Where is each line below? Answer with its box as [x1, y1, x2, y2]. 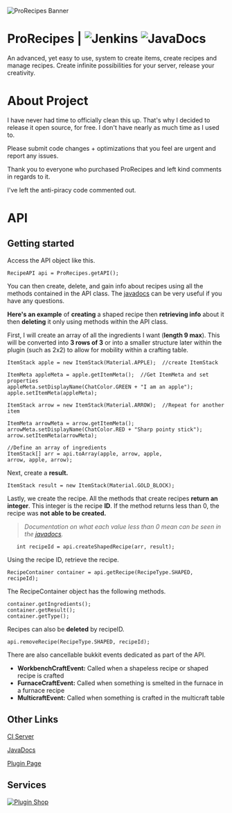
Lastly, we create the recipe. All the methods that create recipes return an [7, 494, 218, 502]
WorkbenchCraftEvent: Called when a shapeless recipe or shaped [17, 664, 209, 672]
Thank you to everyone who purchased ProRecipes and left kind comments [7, 165, 222, 173]
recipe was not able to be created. [7, 509, 107, 517]
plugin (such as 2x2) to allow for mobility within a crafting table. [7, 345, 189, 354]
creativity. [7, 68, 36, 76]
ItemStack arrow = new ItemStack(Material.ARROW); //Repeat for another [7, 402, 225, 409]
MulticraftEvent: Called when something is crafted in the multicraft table [17, 693, 225, 702]
